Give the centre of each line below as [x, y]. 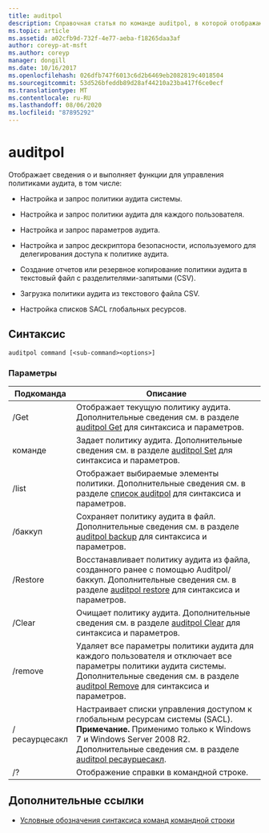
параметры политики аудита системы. [151, 666]
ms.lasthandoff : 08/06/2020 [55, 105]
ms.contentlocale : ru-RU [50, 98]
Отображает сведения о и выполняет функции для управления [116, 174]
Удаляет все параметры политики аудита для [165, 646]
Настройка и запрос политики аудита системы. [101, 198]
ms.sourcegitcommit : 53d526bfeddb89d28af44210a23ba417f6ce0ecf [116, 83]
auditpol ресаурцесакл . [121, 759]
